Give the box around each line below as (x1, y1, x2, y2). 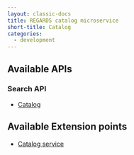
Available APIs (7, 63, 72, 75)
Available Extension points (7, 121, 128, 133)
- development (13, 37, 55, 44)
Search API (7, 84, 47, 94)
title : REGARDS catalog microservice (7, 17, 119, 24)
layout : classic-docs (7, 10, 72, 18)
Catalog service (17, 139, 65, 148)
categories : (7, 30, 43, 38)
